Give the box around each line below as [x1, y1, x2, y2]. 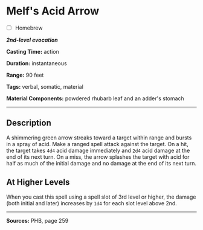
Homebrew [14, 24, 43, 31]
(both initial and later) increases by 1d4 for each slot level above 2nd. [6, 199, 177, 206]
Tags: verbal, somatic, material [6, 83, 83, 90]
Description [6, 118, 51, 128]
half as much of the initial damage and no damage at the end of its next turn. [6, 159, 197, 167]
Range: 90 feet [6, 71, 44, 78]
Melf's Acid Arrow [6, 4, 100, 18]
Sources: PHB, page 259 [6, 217, 69, 224]
